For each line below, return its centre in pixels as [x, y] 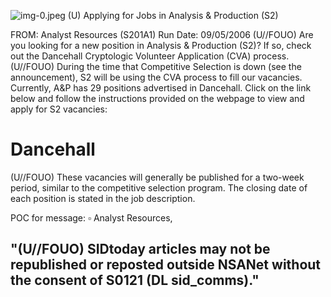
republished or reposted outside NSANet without [166, 265]
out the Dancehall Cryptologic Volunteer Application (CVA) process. [150, 56]
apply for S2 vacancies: [59, 109]
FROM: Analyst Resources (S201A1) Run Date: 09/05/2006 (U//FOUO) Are [162, 34]
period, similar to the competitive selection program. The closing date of [159, 187]
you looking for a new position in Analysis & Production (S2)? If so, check [161, 45]
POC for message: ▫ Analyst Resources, [91, 217]
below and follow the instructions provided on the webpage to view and [157, 98]
